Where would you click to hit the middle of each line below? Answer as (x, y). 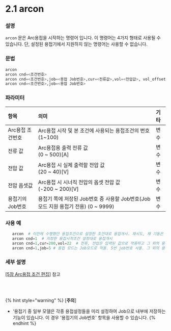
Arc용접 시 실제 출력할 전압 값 (72, 165)
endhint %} (24, 323)
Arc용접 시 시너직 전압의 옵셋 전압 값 (79, 182)
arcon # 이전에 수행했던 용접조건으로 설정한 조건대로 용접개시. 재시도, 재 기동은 (88, 234)
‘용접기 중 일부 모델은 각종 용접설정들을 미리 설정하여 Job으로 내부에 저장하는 (89, 311)
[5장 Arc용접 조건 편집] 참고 (33, 274)
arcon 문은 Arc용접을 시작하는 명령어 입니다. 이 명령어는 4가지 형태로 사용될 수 (83, 38)
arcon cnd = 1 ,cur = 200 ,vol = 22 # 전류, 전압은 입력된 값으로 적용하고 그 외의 (85, 243)
